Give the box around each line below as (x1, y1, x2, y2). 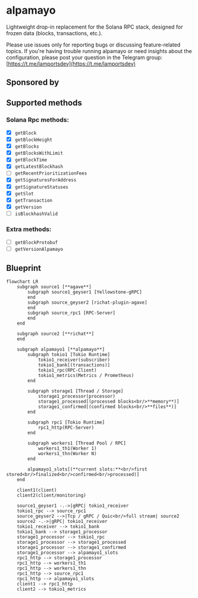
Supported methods (6, 98, 82, 108)
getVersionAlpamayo (14, 247, 64, 253)
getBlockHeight (14, 137, 53, 143)
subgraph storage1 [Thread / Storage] (27, 388, 124, 394)
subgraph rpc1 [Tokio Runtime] (27, 419, 105, 426)
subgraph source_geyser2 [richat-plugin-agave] (27, 300, 147, 306)
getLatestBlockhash (14, 164, 64, 170)
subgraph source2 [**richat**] (17, 331, 95, 337)
